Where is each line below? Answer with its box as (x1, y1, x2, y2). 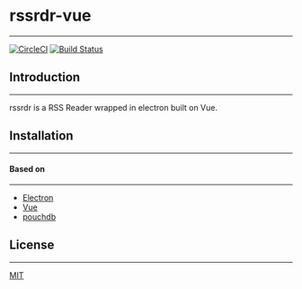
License (9, 238, 55, 253)
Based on (9, 164, 46, 175)
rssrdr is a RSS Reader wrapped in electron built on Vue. (9, 102, 218, 113)
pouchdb (22, 211, 57, 221)
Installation (9, 128, 74, 144)
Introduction (9, 69, 81, 86)
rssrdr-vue (9, 5, 92, 26)
